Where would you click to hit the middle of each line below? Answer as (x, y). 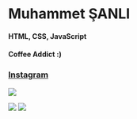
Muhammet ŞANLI (69, 14)
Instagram (29, 75)
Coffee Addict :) (35, 54)
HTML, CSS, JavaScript (48, 36)
